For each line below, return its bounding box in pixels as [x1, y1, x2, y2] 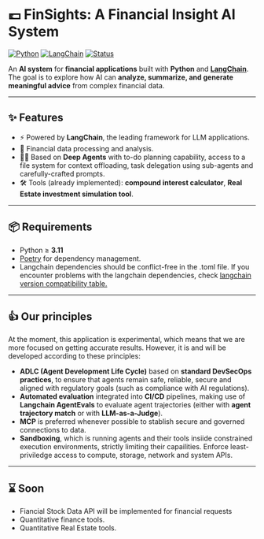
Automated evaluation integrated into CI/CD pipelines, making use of [19, 392, 246, 401]
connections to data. [19, 426, 86, 435]
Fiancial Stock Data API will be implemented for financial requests [19, 507, 233, 516]
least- [230, 442, 250, 452]
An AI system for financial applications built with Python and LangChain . [8, 64, 249, 73]
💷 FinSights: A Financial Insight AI [8, 6, 236, 24]
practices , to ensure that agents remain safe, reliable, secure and [19, 375, 232, 385]
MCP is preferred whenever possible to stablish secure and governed [19, 417, 245, 426]
